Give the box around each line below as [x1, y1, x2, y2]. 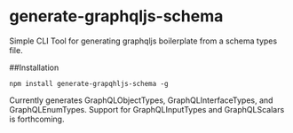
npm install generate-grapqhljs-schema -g [9, 79, 169, 88]
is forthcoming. [9, 113, 65, 124]
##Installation [9, 62, 59, 73]
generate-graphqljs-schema [9, 6, 224, 27]
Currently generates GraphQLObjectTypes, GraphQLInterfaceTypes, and [9, 95, 273, 106]
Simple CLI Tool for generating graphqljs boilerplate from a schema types [9, 35, 278, 46]
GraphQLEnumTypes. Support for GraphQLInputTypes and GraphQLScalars [9, 104, 285, 114]
